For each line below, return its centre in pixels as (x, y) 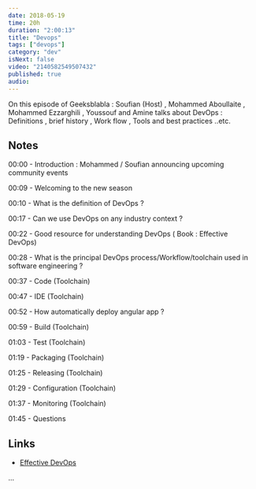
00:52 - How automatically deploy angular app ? (86, 312)
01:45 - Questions (37, 419)
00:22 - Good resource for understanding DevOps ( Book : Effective (118, 234)
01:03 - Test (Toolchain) (47, 342)
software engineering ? (46, 266)
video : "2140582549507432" (52, 67)
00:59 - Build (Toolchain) (48, 327)
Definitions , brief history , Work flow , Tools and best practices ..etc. (119, 121)
